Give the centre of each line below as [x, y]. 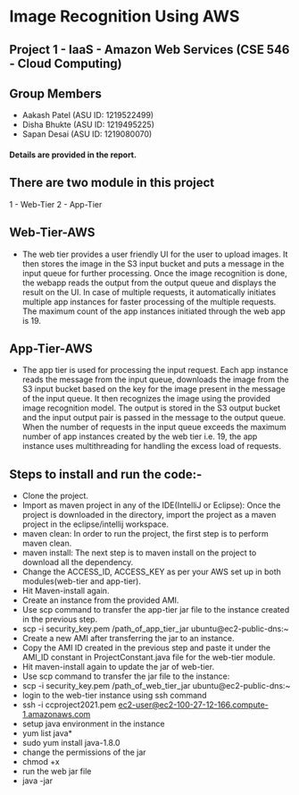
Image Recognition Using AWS [125, 17]
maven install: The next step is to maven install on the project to [139, 553]
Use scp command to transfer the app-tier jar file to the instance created [156, 610]
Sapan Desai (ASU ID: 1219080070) [87, 134]
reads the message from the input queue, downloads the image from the [155, 380]
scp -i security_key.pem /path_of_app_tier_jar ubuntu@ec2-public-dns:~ [155, 629]
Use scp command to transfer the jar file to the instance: [126, 676]
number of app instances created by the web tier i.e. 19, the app [140, 436]
